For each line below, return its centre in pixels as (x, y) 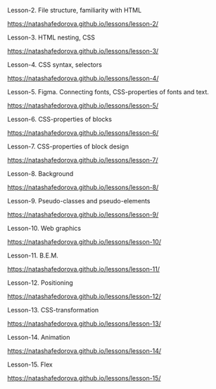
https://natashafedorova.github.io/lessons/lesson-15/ (84, 378)
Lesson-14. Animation (39, 337)
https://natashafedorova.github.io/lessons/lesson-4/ (83, 78)
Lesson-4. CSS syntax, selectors (55, 65)
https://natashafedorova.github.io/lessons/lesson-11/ (84, 269)
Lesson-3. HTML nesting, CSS (51, 37)
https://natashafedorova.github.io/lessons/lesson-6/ (83, 133)
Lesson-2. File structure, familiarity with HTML (75, 10)
